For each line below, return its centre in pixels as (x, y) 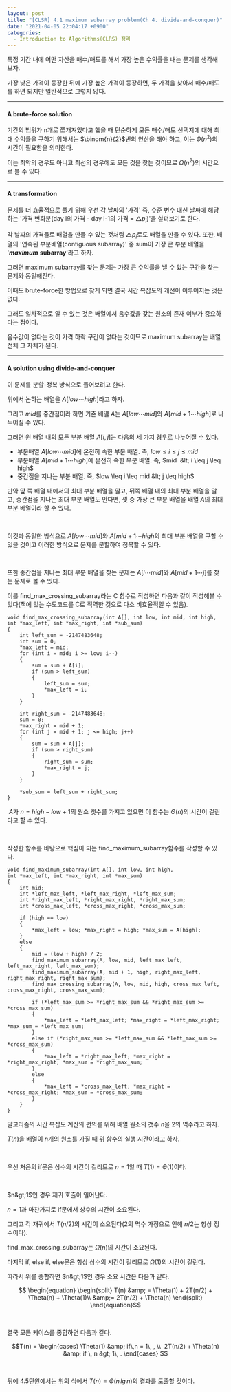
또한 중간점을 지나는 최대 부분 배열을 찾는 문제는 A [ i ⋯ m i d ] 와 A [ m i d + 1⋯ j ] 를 (110, 572)
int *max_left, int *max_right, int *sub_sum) (75, 623)
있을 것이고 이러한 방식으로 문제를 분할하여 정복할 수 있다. (84, 544)
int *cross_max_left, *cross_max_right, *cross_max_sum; (103, 906)
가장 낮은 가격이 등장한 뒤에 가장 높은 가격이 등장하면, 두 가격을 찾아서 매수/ (108, 83)
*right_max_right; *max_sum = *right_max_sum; (75, 1062)
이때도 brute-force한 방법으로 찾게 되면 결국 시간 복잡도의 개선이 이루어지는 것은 (115, 290)
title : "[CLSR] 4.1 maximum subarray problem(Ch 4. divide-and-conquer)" (115, 20)
